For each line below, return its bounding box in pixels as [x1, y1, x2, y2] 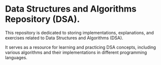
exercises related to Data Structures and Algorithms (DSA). [5, 35, 123, 41]
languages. [5, 54, 28, 60]
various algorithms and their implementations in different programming [5, 49, 147, 55]
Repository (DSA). [5, 14, 80, 25]
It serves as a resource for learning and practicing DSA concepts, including [5, 44, 156, 50]
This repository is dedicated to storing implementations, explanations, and [5, 30, 154, 35]
